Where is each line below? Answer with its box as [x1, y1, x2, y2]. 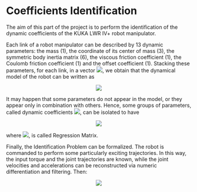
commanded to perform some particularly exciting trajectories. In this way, [6, 149, 187, 156]
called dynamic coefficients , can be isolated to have [6, 109, 139, 116]
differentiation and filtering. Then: [6, 168, 88, 175]
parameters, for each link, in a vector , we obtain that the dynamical [6, 66, 176, 74]
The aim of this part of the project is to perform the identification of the [6, 23, 178, 31]
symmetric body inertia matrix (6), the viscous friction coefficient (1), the [6, 53, 182, 60]
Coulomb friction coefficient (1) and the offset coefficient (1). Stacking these [6, 60, 190, 67]
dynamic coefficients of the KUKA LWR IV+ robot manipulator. [6, 29, 156, 36]
